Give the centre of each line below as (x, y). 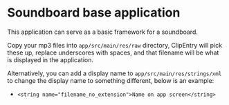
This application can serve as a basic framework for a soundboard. (103, 32)
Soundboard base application (94, 13)
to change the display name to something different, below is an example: (111, 80)
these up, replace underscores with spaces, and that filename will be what (113, 52)
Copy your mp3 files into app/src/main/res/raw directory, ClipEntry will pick (115, 45)
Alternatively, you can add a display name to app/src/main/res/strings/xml (114, 73)
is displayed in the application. (50, 59)
